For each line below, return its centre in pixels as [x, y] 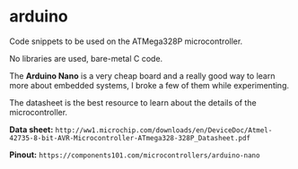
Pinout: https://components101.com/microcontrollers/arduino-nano [135, 155]
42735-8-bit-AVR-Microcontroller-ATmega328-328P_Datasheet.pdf [130, 138]
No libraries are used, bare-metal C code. [86, 58]
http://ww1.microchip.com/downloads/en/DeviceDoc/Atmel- [164, 130]
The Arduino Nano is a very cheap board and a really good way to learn [142, 76]
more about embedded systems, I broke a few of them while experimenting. [149, 85]
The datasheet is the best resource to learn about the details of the [133, 102]
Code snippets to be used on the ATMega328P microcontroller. [126, 41]
